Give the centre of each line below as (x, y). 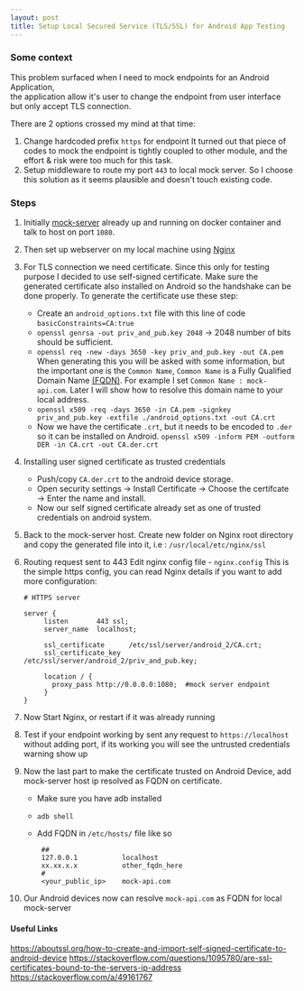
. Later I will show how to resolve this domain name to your (174, 390)
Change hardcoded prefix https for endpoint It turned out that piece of (155, 141)
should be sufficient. (75, 342)
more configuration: (60, 581)
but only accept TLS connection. (71, 106)
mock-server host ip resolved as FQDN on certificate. (123, 781)
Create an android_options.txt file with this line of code (141, 313)
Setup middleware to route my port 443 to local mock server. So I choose (158, 170)
